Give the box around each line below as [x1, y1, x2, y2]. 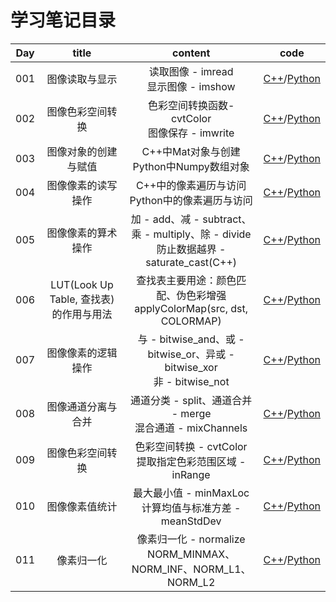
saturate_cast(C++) [145, 255, 237, 269]
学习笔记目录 [10, 9, 117, 32]
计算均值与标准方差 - [141, 501, 242, 515]
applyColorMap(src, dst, [134, 301, 248, 315]
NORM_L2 [166, 575, 216, 589]
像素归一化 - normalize [136, 532, 246, 546]
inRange [171, 467, 211, 481]
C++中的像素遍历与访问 [135, 178, 247, 192]
